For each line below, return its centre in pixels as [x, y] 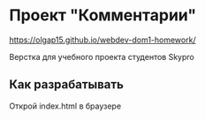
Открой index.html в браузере [65, 106]
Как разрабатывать [66, 85]
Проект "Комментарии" [103, 15]
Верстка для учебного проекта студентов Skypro [102, 56]
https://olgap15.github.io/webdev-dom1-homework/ [102, 40]
